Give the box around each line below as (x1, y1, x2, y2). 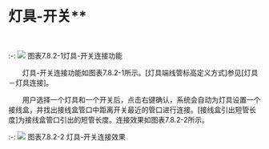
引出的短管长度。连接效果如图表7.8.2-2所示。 (59, 115, 210, 124)
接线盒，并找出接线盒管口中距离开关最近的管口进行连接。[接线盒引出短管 (8, 105, 250, 115)
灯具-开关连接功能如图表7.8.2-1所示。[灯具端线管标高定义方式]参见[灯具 (22, 67, 259, 77)
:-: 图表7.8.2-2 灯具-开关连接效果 (8, 131, 126, 141)
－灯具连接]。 (8, 78, 54, 87)
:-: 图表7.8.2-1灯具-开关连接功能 (8, 50, 122, 60)
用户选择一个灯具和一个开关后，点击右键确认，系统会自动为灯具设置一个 (22, 95, 261, 104)
